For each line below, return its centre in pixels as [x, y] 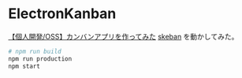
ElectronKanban [62, 14]
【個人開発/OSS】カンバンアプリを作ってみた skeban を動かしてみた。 [123, 36]
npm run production [40, 59]
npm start [24, 66]
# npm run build [35, 51]
